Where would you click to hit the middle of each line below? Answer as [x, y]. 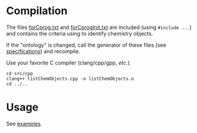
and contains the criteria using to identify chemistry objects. [80, 33]
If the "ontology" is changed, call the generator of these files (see [86, 45]
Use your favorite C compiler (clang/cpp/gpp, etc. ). [69, 63]
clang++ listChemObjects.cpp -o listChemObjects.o [70, 79]
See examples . [24, 124]
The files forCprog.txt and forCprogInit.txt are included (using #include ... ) [99, 27]
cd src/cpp [20, 73]
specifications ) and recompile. [43, 51]
